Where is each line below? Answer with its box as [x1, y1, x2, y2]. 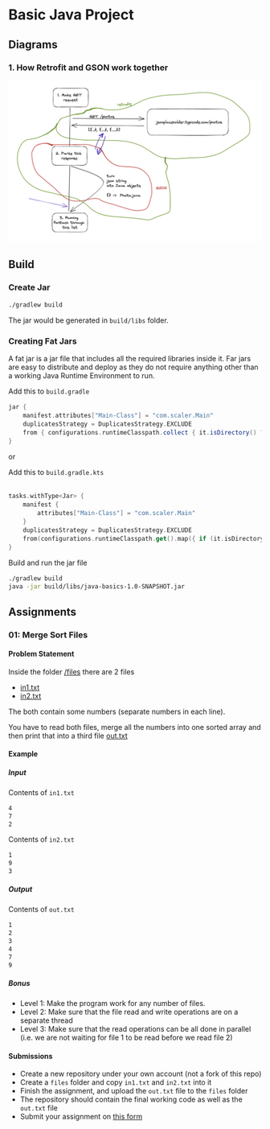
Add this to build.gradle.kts [8, 467, 104, 476]
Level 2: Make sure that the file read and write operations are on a [19, 1007, 239, 1017]
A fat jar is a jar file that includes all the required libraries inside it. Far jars [8, 354, 252, 364]
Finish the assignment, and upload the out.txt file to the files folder [19, 1086, 248, 1096]
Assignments [8, 605, 77, 619]
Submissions [8, 1051, 53, 1061]
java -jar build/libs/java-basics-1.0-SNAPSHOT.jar [8, 583, 185, 591]
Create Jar [8, 282, 51, 293]
